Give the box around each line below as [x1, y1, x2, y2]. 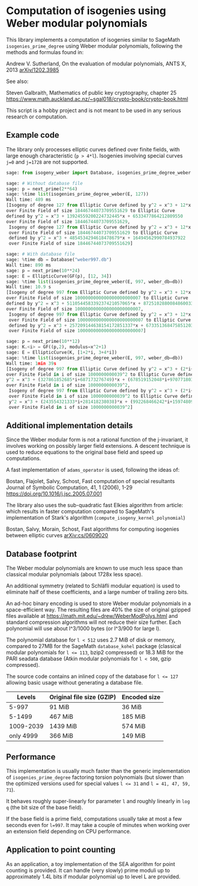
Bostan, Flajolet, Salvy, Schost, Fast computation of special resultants [6, 478, 175, 485]
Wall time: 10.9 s [6, 284, 51, 290]
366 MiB [49, 732, 74, 740]
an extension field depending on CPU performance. [6, 828, 131, 835]
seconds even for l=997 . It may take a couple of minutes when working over [6, 822, 190, 829]
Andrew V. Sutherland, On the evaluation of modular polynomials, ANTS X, [6, 60, 187, 67]
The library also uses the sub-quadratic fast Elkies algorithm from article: [6, 502, 184, 509]
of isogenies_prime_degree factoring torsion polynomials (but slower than [6, 773, 184, 781]
